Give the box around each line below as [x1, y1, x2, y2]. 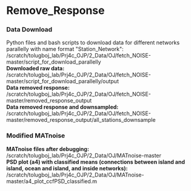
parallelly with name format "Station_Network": [6, 45, 124, 53]
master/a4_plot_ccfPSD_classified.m [6, 177, 98, 185]
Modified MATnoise [6, 132, 65, 140]
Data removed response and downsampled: [6, 104, 119, 111]
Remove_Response [6, 4, 105, 18]
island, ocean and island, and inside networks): [6, 164, 128, 172]
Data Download [6, 25, 53, 34]
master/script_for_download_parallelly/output [6, 78, 119, 85]
